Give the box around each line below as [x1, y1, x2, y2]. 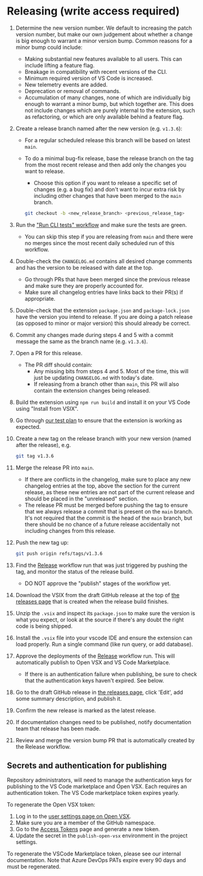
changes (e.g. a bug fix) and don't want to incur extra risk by [33, 186, 185, 193]
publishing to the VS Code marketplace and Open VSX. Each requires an [7, 783, 187, 790]
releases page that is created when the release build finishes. [15, 598, 169, 605]
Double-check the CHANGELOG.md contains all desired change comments [15, 257, 193, 264]
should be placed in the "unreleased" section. [24, 495, 139, 502]
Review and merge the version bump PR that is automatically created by [15, 736, 195, 744]
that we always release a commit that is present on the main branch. [24, 508, 194, 515]
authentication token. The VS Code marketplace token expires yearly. [7, 789, 180, 797]
